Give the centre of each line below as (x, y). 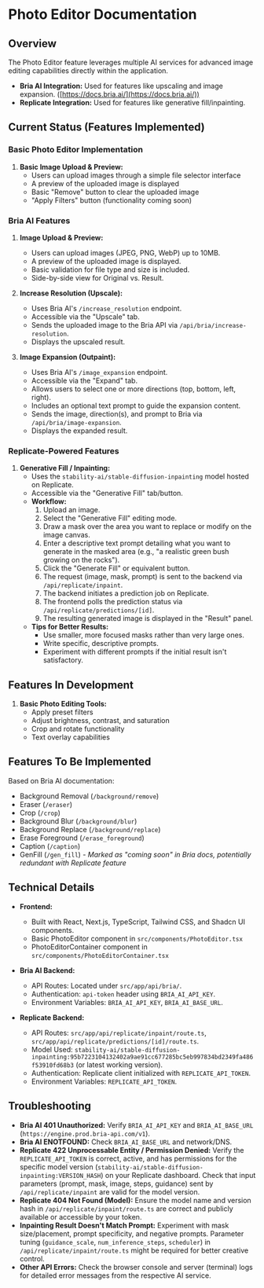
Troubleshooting (50, 1106)
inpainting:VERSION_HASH (60, 1176)
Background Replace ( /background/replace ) (90, 829)
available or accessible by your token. (81, 1216)
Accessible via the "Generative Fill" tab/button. (107, 494)
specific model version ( (59, 1167)
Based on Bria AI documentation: (61, 780)
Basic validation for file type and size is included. (110, 270)
